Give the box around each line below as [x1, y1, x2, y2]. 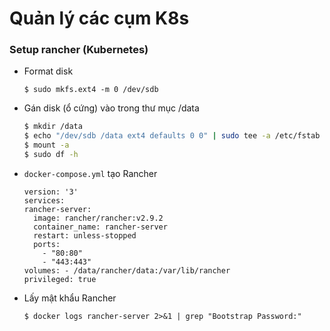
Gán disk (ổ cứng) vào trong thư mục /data [23, 102, 200, 114]
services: [23, 195, 66, 206]
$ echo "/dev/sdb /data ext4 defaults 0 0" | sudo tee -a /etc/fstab [23, 131, 321, 141]
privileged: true [23, 274, 97, 284]
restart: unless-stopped [33, 230, 137, 241]
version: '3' [23, 187, 79, 197]
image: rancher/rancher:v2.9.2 [33, 213, 164, 223]
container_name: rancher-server [33, 222, 168, 232]
